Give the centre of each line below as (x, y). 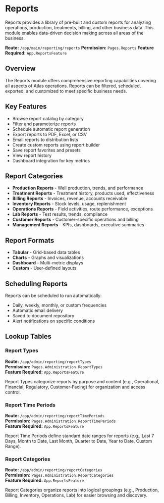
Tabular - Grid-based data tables (46, 252)
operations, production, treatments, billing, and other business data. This (79, 27)
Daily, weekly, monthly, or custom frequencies (59, 305)
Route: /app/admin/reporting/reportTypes (48, 361)
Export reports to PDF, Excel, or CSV (50, 134)
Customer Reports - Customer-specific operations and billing (75, 220)
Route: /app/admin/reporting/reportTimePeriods (55, 415)
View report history (32, 155)
